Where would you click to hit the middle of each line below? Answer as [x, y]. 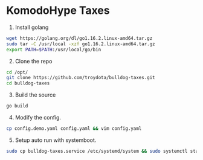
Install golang [32, 27]
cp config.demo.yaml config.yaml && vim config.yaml [74, 129]
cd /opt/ [17, 72]
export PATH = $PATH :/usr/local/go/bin [54, 50]
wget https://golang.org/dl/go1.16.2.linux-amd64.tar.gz [79, 38]
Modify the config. [38, 118]
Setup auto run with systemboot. [56, 140]
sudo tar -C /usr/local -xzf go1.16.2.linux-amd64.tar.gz [81, 44]
